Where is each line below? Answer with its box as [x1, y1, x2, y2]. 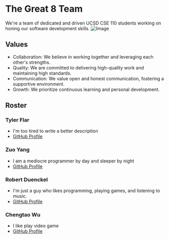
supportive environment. [12, 81, 65, 87]
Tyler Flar [5, 116, 30, 124]
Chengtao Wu [5, 211, 41, 218]
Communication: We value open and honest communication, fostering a [12, 75, 164, 82]
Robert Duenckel [5, 176, 48, 183]
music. [12, 193, 27, 199]
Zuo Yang [5, 146, 30, 153]
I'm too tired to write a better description [12, 128, 98, 134]
